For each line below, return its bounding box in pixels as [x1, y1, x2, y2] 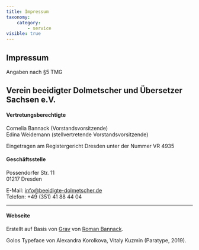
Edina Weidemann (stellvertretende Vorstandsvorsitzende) [6, 131, 149, 138]
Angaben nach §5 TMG [6, 68, 63, 75]
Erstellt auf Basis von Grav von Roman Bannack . [6, 225, 123, 232]
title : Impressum [6, 8, 49, 15]
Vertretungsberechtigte [6, 111, 66, 118]
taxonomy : [6, 14, 31, 20]
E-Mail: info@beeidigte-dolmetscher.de [6, 187, 102, 194]
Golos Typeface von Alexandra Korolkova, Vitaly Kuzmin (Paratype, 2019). [6, 236, 187, 243]
